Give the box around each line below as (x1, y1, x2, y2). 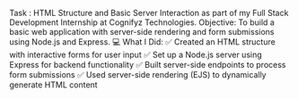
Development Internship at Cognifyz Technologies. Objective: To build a (9, 17, 276, 28)
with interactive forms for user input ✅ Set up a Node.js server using (9, 49, 262, 60)
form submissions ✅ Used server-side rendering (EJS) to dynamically (9, 70, 267, 79)
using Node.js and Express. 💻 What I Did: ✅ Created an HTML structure (9, 37, 276, 47)
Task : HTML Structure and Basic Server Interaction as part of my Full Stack (9, 8, 289, 18)
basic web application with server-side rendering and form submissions (9, 27, 275, 37)
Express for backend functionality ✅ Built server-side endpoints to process (9, 60, 286, 70)
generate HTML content (9, 79, 98, 90)
